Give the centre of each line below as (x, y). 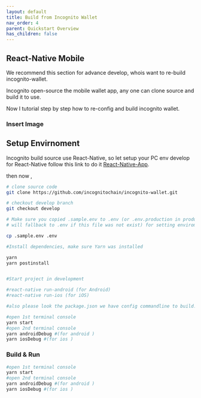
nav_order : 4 (22, 23)
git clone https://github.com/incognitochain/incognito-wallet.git (92, 192)
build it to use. (24, 97)
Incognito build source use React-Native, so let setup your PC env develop (98, 158)
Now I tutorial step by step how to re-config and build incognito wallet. (93, 108)
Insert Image (25, 124)
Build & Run (23, 355)
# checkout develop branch (40, 203)
